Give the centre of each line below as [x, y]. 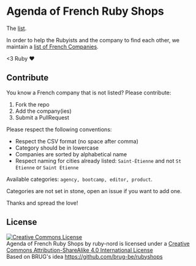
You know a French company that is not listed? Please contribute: [89, 93]
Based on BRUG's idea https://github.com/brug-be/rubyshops [85, 256]
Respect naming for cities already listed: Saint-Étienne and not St [98, 161]
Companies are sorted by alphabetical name [71, 154]
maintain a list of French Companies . [53, 47]
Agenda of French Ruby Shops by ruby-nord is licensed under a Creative [98, 243]
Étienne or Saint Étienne [47, 167]
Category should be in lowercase [57, 148]
